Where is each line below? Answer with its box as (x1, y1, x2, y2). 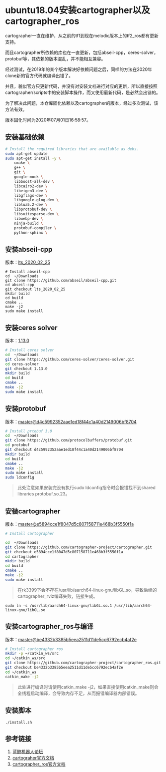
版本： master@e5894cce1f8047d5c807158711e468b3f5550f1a (5, 521, 134, 527)
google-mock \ (14, 174, 43, 179)
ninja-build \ (14, 221, 43, 226)
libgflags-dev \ (14, 193, 48, 198)
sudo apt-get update (5, 151, 48, 156)
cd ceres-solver (5, 362, 39, 367)
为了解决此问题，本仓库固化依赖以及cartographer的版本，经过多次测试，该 (5, 100, 159, 106)
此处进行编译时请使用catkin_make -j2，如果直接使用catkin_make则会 (17, 684, 159, 690)
